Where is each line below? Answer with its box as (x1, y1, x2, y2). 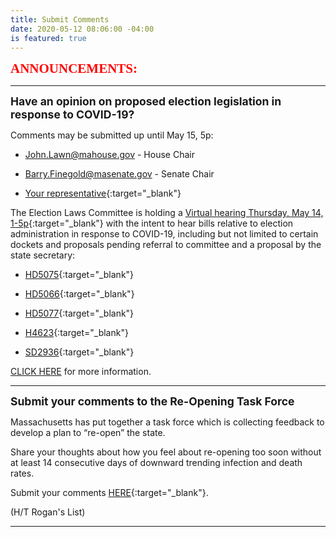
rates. (10, 467, 35, 480)
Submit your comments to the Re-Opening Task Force (10, 394, 295, 409)
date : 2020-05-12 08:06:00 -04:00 (10, 24, 155, 34)
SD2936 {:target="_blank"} (24, 346, 135, 358)
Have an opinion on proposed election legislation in (10, 94, 282, 109)
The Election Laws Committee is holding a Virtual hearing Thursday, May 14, (10, 207, 324, 219)
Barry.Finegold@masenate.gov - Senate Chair (24, 168, 215, 180)
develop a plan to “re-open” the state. (10, 427, 166, 439)
